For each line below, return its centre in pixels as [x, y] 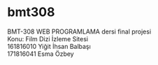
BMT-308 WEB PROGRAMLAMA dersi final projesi [79, 31]
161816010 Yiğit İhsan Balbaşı [49, 46]
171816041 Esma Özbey [41, 54]
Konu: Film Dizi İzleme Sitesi [48, 38]
